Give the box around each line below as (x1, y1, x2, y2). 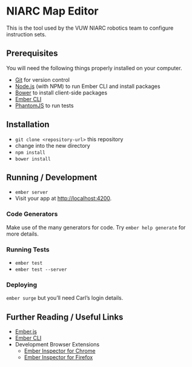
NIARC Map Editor (6, 4, 99, 18)
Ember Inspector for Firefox (24, 354, 93, 361)
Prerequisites (6, 48, 58, 59)
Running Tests (6, 245, 50, 254)
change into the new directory (15, 142, 91, 149)
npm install (15, 150, 45, 156)
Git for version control (15, 76, 70, 83)
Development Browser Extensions (15, 341, 100, 348)
